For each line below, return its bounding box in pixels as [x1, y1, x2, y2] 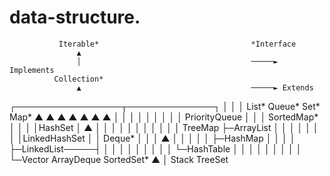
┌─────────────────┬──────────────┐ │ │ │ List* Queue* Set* [9, 100, 321, 112]
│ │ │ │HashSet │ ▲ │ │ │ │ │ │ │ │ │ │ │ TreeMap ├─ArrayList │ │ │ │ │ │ [9, 121, 319, 133]
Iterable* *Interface [58, 39, 297, 49]
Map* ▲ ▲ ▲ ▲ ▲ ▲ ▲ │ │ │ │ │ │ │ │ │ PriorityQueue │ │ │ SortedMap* [9, 111, 319, 123]
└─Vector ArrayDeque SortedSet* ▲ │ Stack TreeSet [9, 153, 229, 165]
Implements [9, 65, 55, 75]
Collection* [53, 74, 104, 84]
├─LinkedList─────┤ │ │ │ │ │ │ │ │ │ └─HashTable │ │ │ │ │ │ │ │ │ [9, 142, 302, 155]
